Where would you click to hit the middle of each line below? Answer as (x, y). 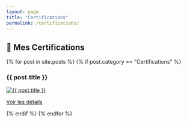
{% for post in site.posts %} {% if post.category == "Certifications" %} (94, 62)
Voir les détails (25, 102)
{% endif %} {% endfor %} (39, 114)
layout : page (23, 12)
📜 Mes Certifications (46, 47)
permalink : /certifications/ (43, 23)
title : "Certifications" (37, 17)
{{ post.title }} (27, 78)
